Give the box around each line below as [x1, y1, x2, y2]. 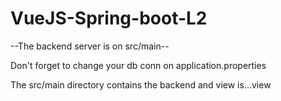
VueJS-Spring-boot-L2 [10, 7, 208, 30]
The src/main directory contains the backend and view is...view [10, 78, 272, 91]
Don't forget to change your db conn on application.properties [10, 59, 267, 71]
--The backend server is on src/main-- [10, 40, 170, 52]
